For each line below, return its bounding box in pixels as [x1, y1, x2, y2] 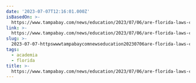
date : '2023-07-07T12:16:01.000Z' [6, 8, 90, 15]
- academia [11, 52, 38, 58]
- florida [11, 57, 35, 63]
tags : [6, 47, 19, 53]
